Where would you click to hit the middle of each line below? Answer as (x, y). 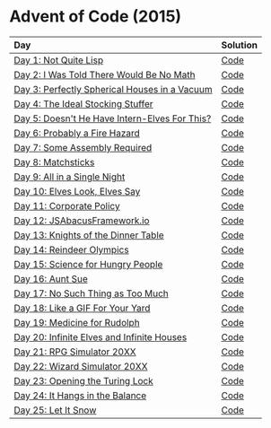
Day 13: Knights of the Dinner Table (89, 235)
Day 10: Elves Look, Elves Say (77, 191)
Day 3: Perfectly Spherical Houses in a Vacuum (113, 89)
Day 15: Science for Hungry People (88, 264)
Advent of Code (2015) (96, 17)
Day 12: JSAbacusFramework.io (82, 220)
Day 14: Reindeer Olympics (71, 249)
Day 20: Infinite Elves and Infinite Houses (101, 336)
